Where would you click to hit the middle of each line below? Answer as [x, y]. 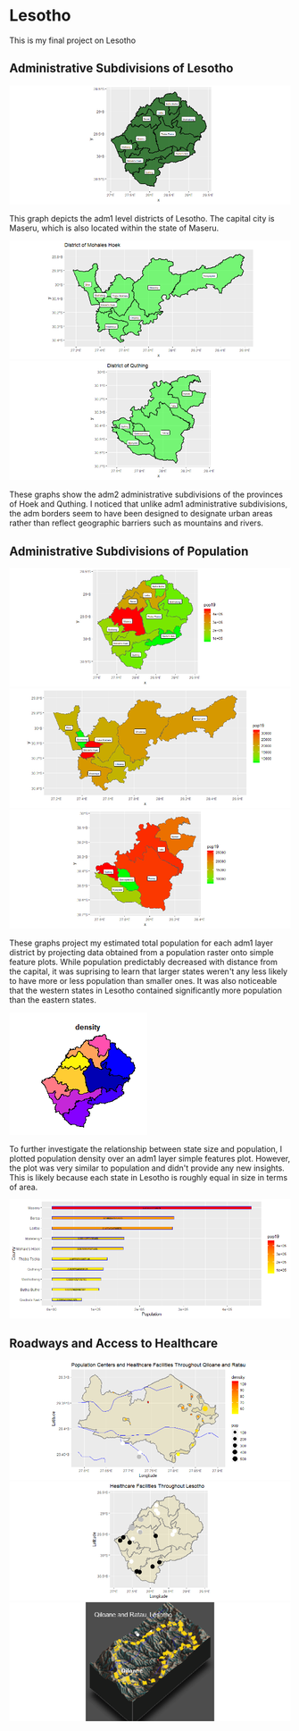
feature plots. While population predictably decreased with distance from [144, 962]
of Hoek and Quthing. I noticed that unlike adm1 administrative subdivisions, [149, 504]
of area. [24, 1187]
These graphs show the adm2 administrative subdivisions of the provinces [146, 495]
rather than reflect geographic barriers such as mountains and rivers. [137, 523]
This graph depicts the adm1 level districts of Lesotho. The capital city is [142, 218]
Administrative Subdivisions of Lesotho [121, 68]
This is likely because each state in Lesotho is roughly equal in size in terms [149, 1177]
